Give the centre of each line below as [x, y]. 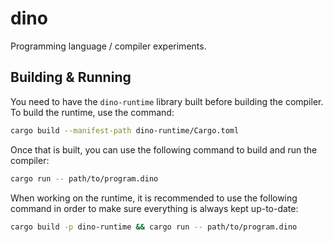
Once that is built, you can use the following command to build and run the [164, 149]
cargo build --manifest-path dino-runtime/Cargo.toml [125, 130]
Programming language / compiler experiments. [108, 46]
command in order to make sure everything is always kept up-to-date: [154, 208]
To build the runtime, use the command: [92, 112]
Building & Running [71, 77]
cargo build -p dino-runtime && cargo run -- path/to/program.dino [154, 227]
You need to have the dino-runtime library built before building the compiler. [167, 101]
